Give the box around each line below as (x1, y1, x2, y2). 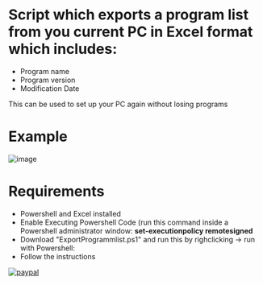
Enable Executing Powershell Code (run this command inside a (19, 217, 228, 227)
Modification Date (19, 83, 80, 93)
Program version (19, 75, 76, 85)
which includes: (8, 40, 118, 58)
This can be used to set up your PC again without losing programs (8, 99, 228, 109)
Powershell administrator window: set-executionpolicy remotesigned (19, 225, 253, 235)
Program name (19, 66, 70, 76)
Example (8, 127, 68, 146)
